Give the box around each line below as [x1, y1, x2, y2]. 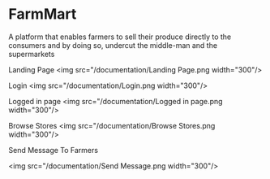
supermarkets [8, 49, 55, 59]
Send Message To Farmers [8, 145, 99, 155]
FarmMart [8, 5, 77, 24]
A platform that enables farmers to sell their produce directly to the [8, 32, 232, 41]
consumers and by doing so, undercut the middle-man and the [8, 40, 217, 50]
